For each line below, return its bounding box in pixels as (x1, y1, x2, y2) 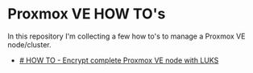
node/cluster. (7, 39, 52, 49)
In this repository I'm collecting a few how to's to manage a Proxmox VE (7, 31, 246, 41)
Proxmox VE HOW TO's (7, 5, 166, 23)
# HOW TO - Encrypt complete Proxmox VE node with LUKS (19, 55, 219, 65)
